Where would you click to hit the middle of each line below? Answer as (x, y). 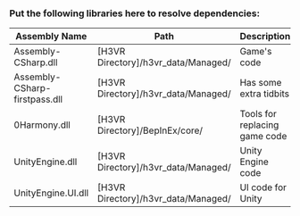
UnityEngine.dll (46, 162)
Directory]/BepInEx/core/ (150, 130)
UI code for (263, 187)
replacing (259, 125)
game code (263, 137)
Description (265, 37)
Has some (261, 83)
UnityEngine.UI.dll (51, 193)
